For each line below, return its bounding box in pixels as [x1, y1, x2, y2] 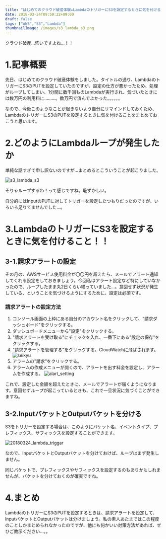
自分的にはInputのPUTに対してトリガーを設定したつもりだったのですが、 [5, 198, 155, 204]
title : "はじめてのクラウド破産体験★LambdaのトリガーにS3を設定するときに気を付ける [5, 7, 161, 12]
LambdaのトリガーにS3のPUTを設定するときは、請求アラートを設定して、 [5, 510, 157, 516]
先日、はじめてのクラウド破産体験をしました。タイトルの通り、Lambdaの [5, 77, 156, 82]
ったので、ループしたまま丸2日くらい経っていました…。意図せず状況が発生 [5, 284, 159, 290]
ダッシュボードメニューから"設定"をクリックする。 [12, 328, 116, 334]
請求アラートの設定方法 [5, 304, 61, 310]
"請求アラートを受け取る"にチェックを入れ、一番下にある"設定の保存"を [12, 334, 160, 340]
